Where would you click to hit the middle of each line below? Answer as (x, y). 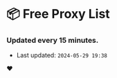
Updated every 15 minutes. (53, 41)
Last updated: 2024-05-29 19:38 (62, 55)
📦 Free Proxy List (58, 14)
